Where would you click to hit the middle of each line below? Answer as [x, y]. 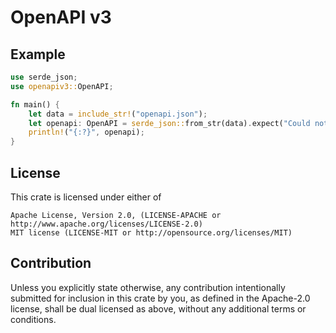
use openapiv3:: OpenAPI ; [62, 86]
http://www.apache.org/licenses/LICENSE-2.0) [106, 224]
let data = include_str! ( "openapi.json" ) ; [118, 114]
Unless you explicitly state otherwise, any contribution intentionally [148, 287]
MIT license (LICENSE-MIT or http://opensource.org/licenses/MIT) [151, 232]
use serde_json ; [44, 77]
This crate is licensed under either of [86, 197]
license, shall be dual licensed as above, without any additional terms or [158, 308]
